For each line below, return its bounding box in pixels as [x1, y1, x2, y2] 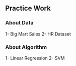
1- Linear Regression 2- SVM [5, 55, 65, 61]
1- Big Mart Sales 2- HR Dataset [5, 30, 71, 37]
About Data [5, 19, 34, 26]
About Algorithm [5, 43, 47, 50]
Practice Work [5, 4, 51, 13]
